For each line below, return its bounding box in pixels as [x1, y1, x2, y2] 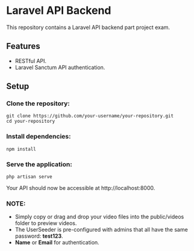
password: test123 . [14, 232, 63, 240]
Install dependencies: [6, 132, 71, 141]
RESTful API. [14, 57, 47, 64]
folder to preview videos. [14, 220, 77, 227]
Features [6, 41, 40, 51]
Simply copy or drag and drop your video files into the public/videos [14, 213, 184, 221]
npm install [6, 146, 36, 152]
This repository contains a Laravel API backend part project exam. [6, 24, 171, 31]
